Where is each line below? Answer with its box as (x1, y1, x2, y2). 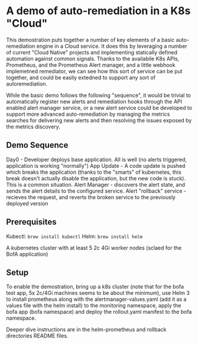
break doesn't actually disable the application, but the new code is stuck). (6, 174, 186, 181)
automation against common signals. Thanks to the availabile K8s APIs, (6, 55, 180, 62)
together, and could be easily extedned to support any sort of (6, 74, 156, 81)
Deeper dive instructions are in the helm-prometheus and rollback (6, 326, 167, 333)
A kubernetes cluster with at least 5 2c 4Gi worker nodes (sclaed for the (6, 244, 182, 251)
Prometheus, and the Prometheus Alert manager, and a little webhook (6, 61, 176, 69)
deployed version (6, 200, 48, 207)
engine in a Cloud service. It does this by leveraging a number (36, 43, 187, 50)
